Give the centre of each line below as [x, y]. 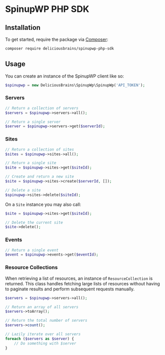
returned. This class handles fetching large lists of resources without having [82, 283]
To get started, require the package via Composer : [57, 39]
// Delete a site [23, 190]
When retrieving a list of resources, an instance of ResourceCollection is [79, 278]
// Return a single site [31, 163]
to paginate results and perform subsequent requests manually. [70, 289]
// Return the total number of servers [46, 321]
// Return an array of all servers [42, 307]
